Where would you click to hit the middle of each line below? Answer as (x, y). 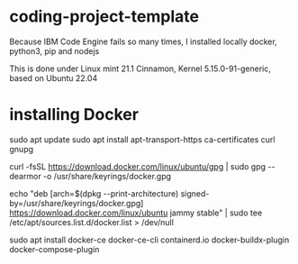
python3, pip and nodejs (54, 50)
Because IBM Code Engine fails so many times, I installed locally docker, (143, 41)
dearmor (26, 176)
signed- (195, 193)
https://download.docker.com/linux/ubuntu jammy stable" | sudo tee (136, 213)
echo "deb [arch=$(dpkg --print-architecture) (94, 193)
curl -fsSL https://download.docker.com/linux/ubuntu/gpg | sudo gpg (138, 166)
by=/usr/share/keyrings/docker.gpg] (77, 203)
